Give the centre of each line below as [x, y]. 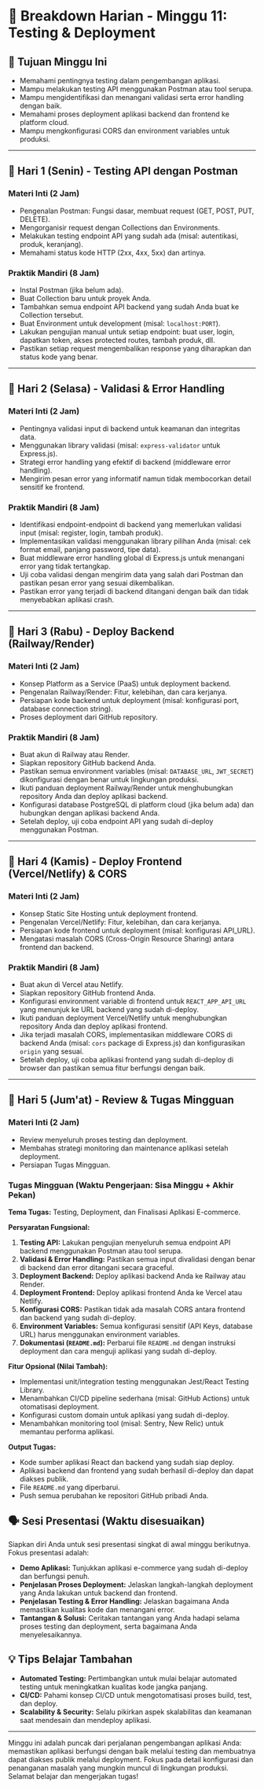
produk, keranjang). [51, 244]
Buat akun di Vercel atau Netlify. [71, 984]
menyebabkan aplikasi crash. [67, 599]
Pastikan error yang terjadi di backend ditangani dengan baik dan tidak [134, 591]
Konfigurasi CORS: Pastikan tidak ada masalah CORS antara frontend [132, 1309]
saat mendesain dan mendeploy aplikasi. [85, 1720]
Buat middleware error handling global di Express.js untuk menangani [132, 558]
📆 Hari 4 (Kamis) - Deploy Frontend [95, 861]
